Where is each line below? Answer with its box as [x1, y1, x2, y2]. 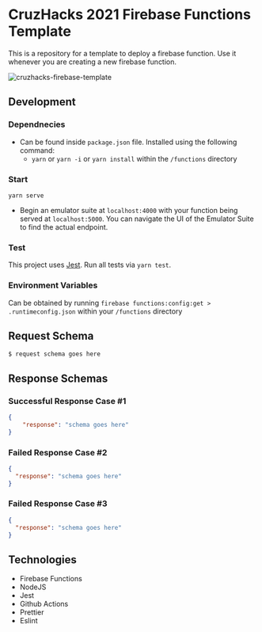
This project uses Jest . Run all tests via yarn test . [8, 260, 172, 270]
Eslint [19, 616, 38, 626]
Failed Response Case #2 [8, 447, 108, 458]
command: [19, 145, 55, 155]
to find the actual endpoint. [19, 222, 108, 231]
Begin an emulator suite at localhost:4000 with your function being [19, 205, 238, 215]
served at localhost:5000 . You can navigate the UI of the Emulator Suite [19, 214, 255, 223]
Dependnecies [8, 119, 66, 130]
